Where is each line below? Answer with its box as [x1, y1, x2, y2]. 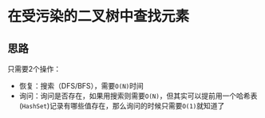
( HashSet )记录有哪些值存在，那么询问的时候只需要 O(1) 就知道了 [18, 101, 225, 110]
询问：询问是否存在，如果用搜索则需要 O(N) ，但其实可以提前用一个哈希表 [18, 91, 258, 100]
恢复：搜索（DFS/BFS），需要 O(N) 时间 [18, 81, 144, 90]
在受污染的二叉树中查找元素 [7, 7, 190, 26]
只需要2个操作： [7, 65, 61, 73]
